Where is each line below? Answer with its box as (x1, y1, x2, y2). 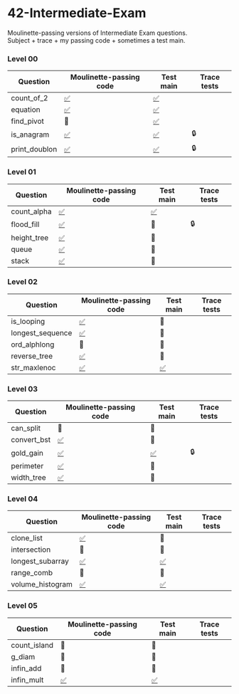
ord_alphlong (11, 340, 55, 349)
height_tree (11, 233, 49, 243)
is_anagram (11, 130, 50, 140)
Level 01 (7, 167, 37, 177)
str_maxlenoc (11, 362, 56, 372)
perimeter (11, 461, 44, 471)
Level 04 (7, 494, 38, 504)
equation (11, 105, 41, 115)
